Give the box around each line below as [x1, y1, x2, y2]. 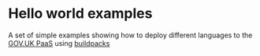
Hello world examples [8, 5, 153, 23]
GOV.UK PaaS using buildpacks [8, 38, 110, 47]
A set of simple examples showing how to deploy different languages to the [8, 30, 253, 40]
